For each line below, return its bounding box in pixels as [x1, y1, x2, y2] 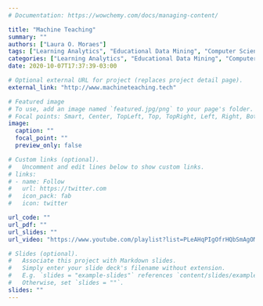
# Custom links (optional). [8, 155, 100, 163]
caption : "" [15, 127, 55, 135]
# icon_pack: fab [8, 192, 72, 200]
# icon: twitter [8, 199, 68, 208]
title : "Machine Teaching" [8, 25, 96, 34]
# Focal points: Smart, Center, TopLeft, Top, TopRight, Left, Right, [8, 112, 243, 120]
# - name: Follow [8, 177, 65, 185]
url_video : [8, 235, 44, 243]
